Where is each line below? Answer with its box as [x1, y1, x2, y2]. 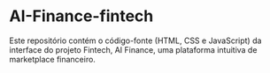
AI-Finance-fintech [9, 6, 154, 26]
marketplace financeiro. [9, 54, 96, 64]
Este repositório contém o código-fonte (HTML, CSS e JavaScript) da [9, 35, 262, 46]
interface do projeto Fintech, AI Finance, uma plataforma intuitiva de [9, 44, 258, 55]
